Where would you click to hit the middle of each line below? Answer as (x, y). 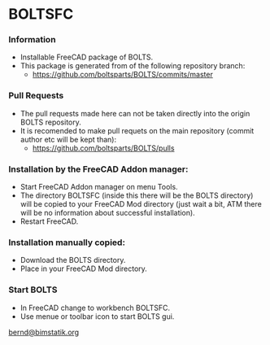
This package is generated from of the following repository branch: (133, 66)
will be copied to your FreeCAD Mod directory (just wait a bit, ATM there (141, 204)
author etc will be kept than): (68, 139)
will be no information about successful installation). (107, 213)
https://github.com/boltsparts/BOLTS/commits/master (122, 75)
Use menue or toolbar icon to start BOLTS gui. (97, 316)
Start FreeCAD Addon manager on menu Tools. (99, 187)
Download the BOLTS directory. (73, 260)
